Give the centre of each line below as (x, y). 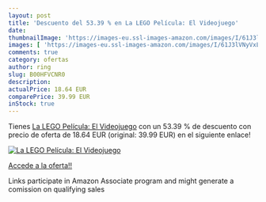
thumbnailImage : (35, 38)
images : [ (25, 45)
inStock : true (32, 104)
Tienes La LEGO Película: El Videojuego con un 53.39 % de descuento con (130, 127)
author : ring (30, 67)
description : (30, 82)
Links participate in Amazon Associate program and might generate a (121, 181)
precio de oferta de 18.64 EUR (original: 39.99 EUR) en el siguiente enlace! (129, 135)
